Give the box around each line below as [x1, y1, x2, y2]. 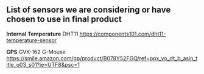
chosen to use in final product [6, 14, 122, 25]
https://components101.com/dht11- [79, 30, 166, 37]
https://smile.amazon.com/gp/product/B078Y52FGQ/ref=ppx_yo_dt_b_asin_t [6, 54, 198, 62]
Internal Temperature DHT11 [6, 30, 79, 37]
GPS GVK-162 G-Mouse [6, 48, 66, 55]
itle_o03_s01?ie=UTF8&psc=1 [6, 61, 80, 68]
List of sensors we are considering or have [6, 5, 171, 15]
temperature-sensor [6, 36, 57, 44]
